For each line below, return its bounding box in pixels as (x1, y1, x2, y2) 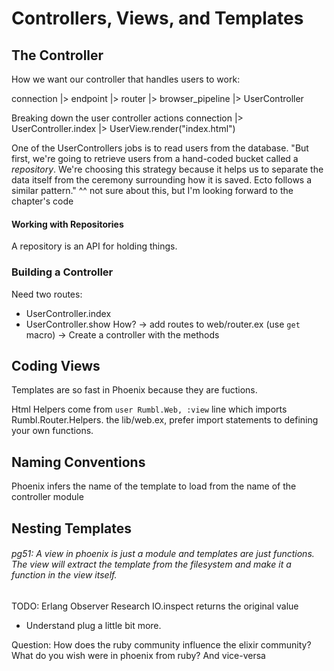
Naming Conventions (11, 453, 146, 471)
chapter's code (11, 195, 74, 207)
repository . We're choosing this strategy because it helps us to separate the (11, 163, 324, 175)
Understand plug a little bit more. (25, 619, 162, 631)
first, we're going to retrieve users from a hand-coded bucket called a (11, 153, 299, 164)
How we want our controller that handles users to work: (11, 73, 241, 85)
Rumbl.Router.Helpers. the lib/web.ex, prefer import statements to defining (11, 414, 319, 426)
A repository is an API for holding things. (11, 240, 178, 252)
